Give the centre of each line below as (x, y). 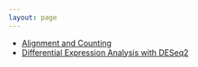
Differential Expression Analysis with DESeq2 (105, 52)
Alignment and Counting (66, 43)
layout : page (33, 17)
